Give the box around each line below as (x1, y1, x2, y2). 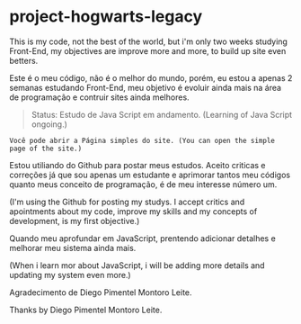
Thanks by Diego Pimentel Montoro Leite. (9, 304, 163, 315)
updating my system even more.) (9, 269, 132, 280)
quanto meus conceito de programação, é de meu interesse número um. (9, 178, 278, 190)
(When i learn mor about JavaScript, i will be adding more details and (9, 259, 265, 271)
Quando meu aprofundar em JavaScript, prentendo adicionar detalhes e (9, 232, 276, 244)
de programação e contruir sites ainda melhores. (9, 92, 190, 103)
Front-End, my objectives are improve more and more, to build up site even (9, 45, 287, 56)
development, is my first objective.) (9, 215, 140, 226)
